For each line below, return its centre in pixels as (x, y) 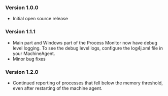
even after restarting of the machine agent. (57, 88)
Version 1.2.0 (22, 72)
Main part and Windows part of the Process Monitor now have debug (85, 42)
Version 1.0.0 (22, 8)
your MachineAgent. (34, 53)
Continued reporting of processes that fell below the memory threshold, (88, 83)
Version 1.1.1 (20, 32)
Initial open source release (40, 19)
